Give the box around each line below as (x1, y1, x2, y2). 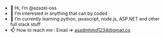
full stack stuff (10, 21, 41, 27)
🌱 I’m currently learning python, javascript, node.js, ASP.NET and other (10, 16, 160, 22)
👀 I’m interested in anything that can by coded (10, 10, 108, 16)
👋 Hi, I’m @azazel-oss (10, 5, 57, 11)
